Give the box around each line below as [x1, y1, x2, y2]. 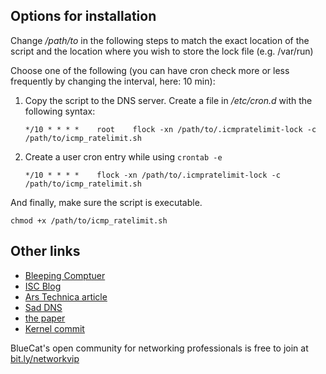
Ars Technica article [24, 290, 108, 303]
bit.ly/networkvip [10, 352, 80, 364]
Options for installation [10, 8, 157, 25]
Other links [10, 243, 81, 260]
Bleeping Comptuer [24, 269, 106, 281]
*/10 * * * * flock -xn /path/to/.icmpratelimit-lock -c [24, 170, 281, 180]
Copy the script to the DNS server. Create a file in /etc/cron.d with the [24, 94, 313, 106]
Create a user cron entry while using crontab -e [24, 150, 223, 163]
